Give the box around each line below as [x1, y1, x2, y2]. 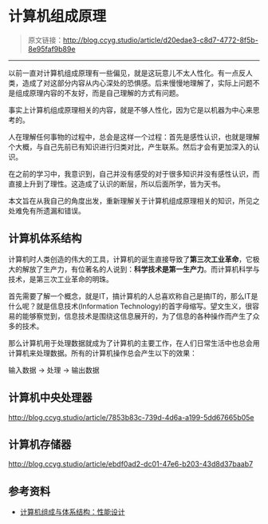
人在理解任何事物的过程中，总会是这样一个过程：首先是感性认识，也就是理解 [8, 132, 260, 141]
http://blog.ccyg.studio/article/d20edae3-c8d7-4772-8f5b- [62, 35, 259, 45]
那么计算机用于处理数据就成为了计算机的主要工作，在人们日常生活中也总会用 [8, 338, 260, 347]
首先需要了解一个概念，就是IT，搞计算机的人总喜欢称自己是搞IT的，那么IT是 [8, 291, 258, 300]
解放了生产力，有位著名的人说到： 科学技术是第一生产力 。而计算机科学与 [22, 264, 260, 274]
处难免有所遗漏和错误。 [8, 205, 85, 216]
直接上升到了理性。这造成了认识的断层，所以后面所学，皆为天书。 [8, 179, 225, 189]
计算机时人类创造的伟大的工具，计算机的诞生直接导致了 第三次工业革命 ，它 [8, 254, 253, 264]
